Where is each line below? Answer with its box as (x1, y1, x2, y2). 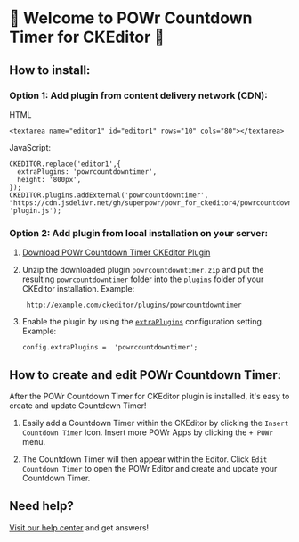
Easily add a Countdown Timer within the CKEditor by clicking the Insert (21, 417, 289, 428)
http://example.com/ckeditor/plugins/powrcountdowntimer (26, 300, 242, 310)
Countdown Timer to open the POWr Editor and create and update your (21, 463, 278, 473)
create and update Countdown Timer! (9, 400, 147, 411)
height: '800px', (17, 175, 82, 184)
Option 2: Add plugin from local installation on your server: (9, 226, 269, 239)
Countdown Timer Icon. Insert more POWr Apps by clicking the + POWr (21, 427, 273, 438)
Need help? (9, 498, 74, 513)
